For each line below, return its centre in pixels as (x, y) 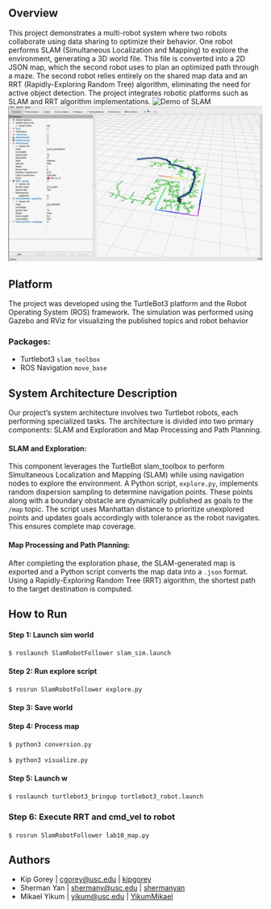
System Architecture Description (93, 393)
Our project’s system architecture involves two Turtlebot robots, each (123, 413)
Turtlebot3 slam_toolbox (60, 360)
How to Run (38, 614)
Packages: (29, 341)
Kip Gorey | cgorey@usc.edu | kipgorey (85, 879)
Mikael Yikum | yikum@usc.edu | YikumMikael (96, 897)
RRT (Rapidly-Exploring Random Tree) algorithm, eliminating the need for (129, 84)
